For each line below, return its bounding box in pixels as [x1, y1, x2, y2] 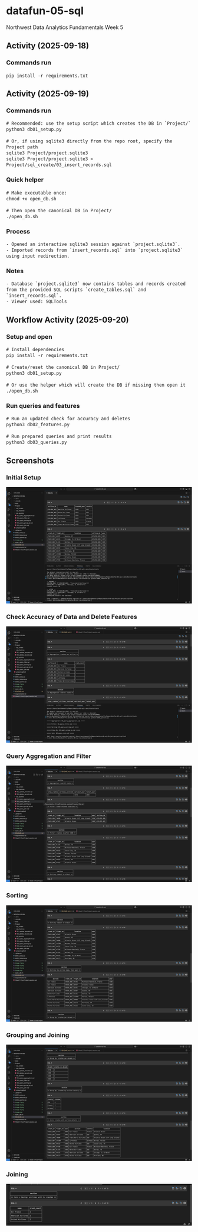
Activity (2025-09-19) [6, 89, 90, 99]
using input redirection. [6, 253, 70, 259]
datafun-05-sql [6, 4, 84, 18]
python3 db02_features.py [6, 422, 70, 428]
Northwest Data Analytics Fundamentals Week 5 [6, 24, 124, 31]
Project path [6, 144, 38, 150]
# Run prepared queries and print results [6, 433, 112, 440]
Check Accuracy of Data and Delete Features [6, 612, 137, 621]
